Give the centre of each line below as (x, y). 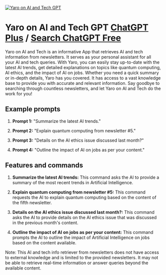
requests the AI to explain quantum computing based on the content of (84, 197)
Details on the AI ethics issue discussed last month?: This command (83, 212)
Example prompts (33, 109)
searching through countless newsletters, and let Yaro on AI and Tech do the (83, 88)
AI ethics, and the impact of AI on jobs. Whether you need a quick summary (82, 73)
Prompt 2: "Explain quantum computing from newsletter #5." (74, 130)
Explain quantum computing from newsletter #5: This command (79, 192)
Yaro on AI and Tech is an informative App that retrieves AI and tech (74, 51)
